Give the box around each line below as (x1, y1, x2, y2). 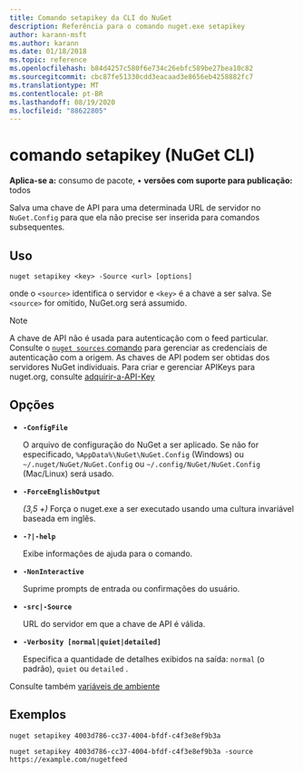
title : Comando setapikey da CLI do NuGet (9, 13, 172, 23)
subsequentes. (9, 221, 65, 232)
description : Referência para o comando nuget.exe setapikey (9, 22, 246, 31)
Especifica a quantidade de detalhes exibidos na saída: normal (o (22, 653, 265, 664)
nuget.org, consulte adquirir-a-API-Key (9, 371, 156, 382)
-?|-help (22, 532, 56, 541)
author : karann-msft (9, 30, 88, 39)
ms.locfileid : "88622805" (9, 106, 107, 115)
